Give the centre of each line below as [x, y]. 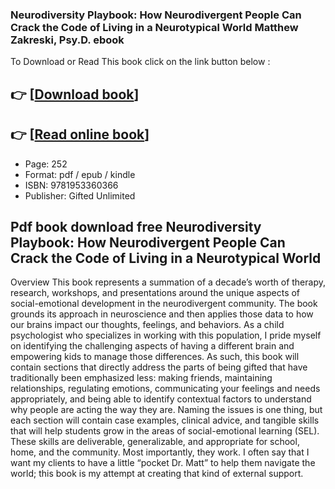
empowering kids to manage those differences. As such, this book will [155, 357]
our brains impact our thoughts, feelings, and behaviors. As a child [147, 325]
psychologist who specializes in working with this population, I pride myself [166, 335]
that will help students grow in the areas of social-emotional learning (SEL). [165, 431]
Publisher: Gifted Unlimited [80, 195]
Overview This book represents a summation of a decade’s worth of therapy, [168, 282]
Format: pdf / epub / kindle [80, 174]
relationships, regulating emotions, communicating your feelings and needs [165, 389]
